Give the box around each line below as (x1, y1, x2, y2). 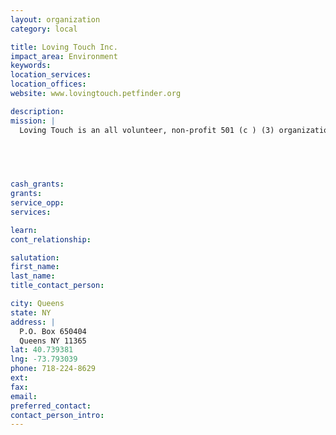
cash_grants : (10, 179, 65, 190)
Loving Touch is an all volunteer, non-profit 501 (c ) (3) (19, 125, 275, 135)
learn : (10, 225, 38, 235)
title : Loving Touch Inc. (10, 42, 118, 52)
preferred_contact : (10, 401, 92, 411)
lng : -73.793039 (10, 354, 78, 365)
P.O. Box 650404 (19, 326, 87, 336)
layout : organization (10, 14, 101, 25)
